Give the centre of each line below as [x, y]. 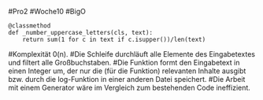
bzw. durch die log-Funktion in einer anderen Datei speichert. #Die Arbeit [127, 79]
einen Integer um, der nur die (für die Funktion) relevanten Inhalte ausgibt [127, 71]
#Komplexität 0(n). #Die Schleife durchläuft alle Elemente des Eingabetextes [132, 54]
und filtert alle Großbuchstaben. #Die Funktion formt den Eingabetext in [124, 63]
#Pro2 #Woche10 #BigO [47, 11]
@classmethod [30, 26]
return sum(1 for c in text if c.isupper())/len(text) [114, 39]
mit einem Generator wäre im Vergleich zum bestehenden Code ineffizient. [129, 87]
